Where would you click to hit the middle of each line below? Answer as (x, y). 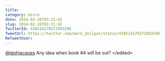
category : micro (22, 15)
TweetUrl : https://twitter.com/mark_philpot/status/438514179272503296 (82, 34)
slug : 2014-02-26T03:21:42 (34, 24)
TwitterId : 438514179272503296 (38, 29)
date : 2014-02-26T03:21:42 (34, 19)
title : (12, 10)
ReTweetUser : (19, 39)
